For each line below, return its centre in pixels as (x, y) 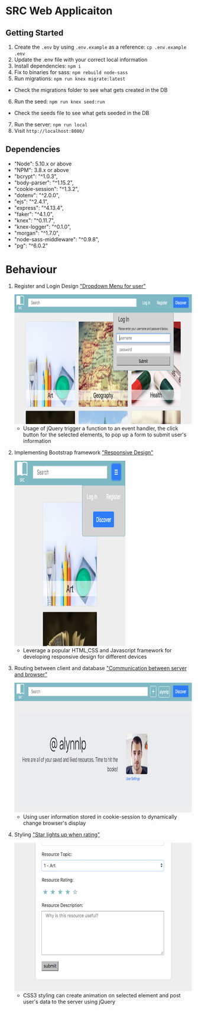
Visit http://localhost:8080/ (49, 131)
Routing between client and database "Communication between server (100, 668)
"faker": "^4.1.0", (34, 214)
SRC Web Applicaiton (59, 11)
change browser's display (54, 823)
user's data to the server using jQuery (69, 1002)
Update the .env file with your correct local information (81, 60)
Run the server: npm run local (51, 125)
